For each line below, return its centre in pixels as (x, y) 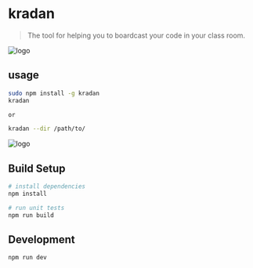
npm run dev (27, 258)
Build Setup (37, 168)
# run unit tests (36, 208)
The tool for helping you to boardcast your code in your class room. (136, 35)
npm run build (31, 215)
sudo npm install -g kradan (54, 93)
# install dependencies (47, 187)
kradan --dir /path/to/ (47, 129)
